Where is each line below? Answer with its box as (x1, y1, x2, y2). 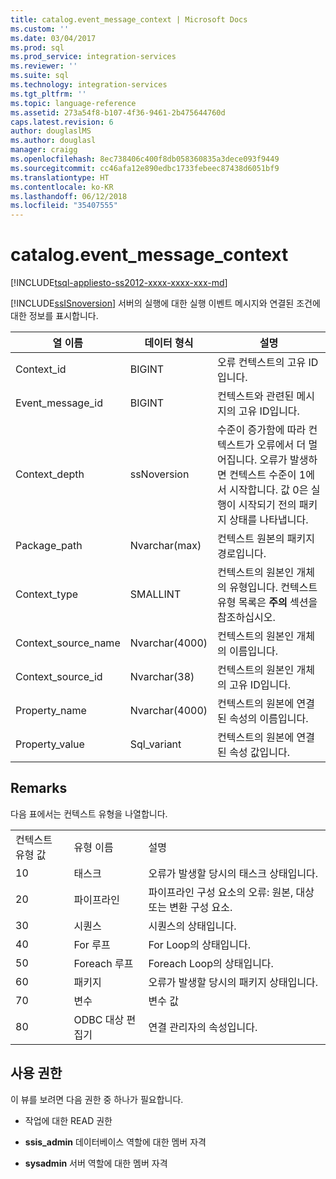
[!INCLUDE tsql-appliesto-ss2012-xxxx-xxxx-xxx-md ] (10, 277, 228, 289)
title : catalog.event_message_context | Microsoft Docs (10, 14, 248, 25)
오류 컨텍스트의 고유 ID (217, 356, 319, 370)
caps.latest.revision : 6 (10, 117, 114, 127)
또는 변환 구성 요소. (148, 900, 233, 914)
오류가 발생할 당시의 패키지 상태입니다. (148, 975, 319, 989)
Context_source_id (15, 670, 103, 684)
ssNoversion (129, 467, 190, 481)
